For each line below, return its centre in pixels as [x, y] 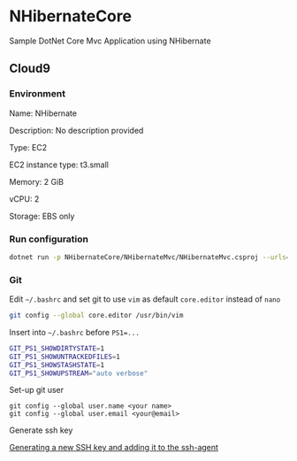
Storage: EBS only [42, 216]
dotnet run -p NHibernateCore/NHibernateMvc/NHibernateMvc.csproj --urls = [150, 257]
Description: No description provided [76, 130]
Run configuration [49, 239]
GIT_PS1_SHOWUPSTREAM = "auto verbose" [79, 373]
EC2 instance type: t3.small [59, 165]
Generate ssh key [41, 430]
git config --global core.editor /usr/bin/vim [96, 316]
